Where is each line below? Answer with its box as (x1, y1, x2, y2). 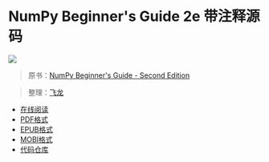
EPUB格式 (19, 124, 54, 134)
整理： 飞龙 (27, 87, 64, 97)
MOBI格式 (19, 134, 54, 144)
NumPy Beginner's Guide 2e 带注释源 (8, 7, 260, 26)
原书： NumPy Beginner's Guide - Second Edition (27, 70, 190, 80)
